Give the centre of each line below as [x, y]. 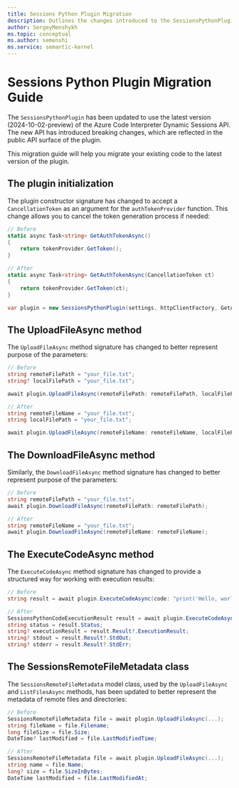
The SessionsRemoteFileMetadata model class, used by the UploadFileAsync [118, 684]
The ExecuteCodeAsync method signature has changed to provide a [104, 571]
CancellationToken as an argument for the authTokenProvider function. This [118, 208]
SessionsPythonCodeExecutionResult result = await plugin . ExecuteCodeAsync [122, 618]
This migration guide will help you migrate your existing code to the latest [115, 153]
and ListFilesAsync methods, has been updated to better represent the [112, 691]
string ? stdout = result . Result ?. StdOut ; [70, 638]
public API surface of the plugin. [54, 140]
